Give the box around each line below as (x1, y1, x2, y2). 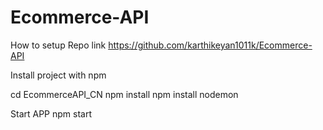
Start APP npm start (10, 107, 92, 120)
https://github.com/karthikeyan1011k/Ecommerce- (108, 39, 313, 51)
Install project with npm (10, 69, 107, 81)
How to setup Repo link (10, 39, 107, 51)
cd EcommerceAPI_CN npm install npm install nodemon (10, 88, 239, 100)
